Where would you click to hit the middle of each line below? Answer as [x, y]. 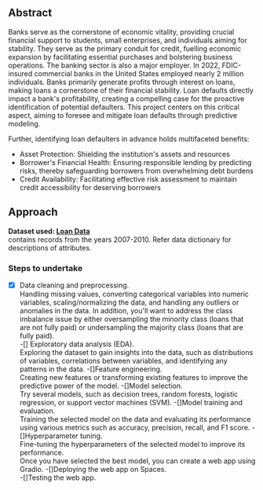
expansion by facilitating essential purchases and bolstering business [121, 57]
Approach [33, 212]
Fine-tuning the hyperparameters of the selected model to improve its [132, 444]
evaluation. [37, 411]
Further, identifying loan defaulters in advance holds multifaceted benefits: [129, 139]
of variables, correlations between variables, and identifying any [123, 360]
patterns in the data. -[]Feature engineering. [91, 369]
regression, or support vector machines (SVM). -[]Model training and [131, 402]
